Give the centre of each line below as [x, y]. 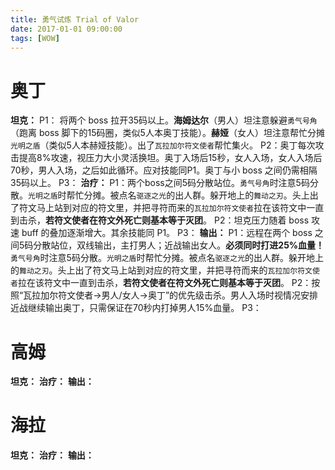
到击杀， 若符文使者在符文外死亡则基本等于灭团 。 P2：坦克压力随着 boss [160, 220]
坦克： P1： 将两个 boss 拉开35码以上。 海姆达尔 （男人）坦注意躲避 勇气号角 [164, 120]
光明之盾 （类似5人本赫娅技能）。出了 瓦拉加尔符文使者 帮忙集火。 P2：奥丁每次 [163, 145]
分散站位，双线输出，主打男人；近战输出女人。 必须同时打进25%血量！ [179, 245]
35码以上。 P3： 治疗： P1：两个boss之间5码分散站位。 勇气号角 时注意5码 [160, 183]
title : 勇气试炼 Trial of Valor [75, 19]
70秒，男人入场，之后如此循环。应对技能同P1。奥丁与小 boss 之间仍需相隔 [164, 170]
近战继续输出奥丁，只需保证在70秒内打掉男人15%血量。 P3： [136, 308]
